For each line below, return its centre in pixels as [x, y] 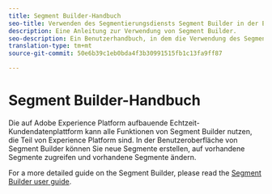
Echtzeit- [185, 123]
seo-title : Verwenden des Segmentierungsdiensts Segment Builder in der [134, 23]
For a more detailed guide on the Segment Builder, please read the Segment [135, 173]
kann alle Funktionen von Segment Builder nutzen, [168, 131]
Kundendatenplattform [46, 131]
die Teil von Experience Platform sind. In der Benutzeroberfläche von [123, 140]
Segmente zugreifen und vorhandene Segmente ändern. [102, 157]
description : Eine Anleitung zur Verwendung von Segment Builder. [123, 31]
